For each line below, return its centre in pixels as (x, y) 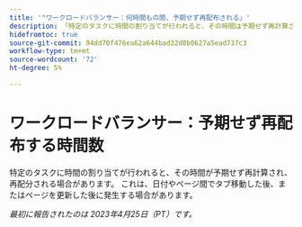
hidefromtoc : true (44, 34)
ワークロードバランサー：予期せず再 (143, 123)
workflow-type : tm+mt (50, 51)
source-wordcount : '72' (54, 59)
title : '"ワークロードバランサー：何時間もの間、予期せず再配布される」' (130, 18)
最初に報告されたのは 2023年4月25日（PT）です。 (103, 213)
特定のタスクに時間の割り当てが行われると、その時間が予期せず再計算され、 (151, 172)
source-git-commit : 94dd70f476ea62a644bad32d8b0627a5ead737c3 (128, 43)
